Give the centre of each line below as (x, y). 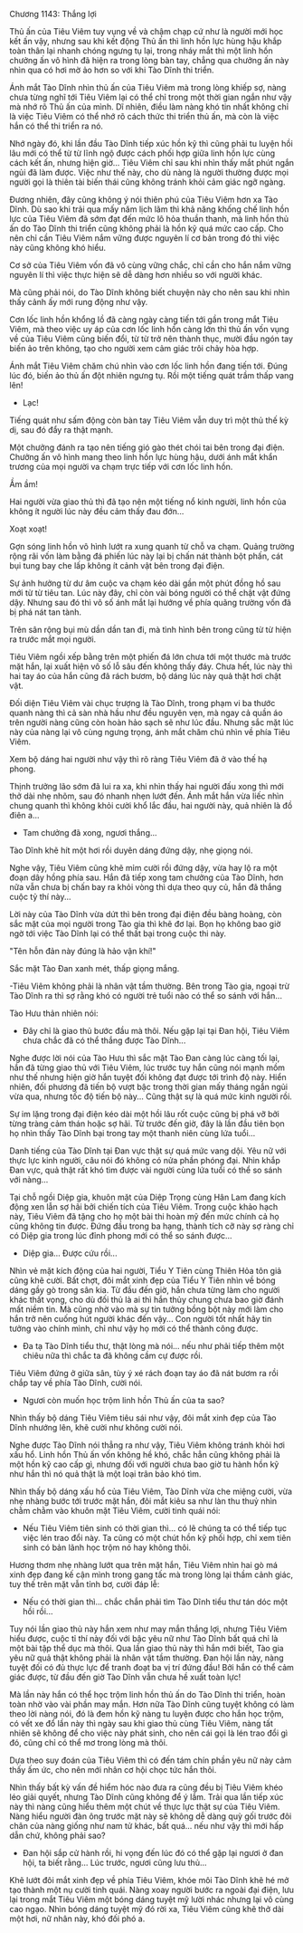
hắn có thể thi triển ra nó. (57, 126)
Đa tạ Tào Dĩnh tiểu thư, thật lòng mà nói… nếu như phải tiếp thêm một (153, 1346)
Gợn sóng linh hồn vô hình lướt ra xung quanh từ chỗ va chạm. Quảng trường (152, 546)
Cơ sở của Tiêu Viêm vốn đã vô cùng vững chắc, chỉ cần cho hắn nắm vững (151, 265)
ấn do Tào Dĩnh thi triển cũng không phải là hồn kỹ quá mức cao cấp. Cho (147, 228)
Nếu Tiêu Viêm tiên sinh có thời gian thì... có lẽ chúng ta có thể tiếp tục (155, 1528)
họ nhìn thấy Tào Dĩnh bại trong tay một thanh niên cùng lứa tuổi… (133, 1133)
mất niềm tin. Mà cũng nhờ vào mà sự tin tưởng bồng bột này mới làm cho (147, 1309)
